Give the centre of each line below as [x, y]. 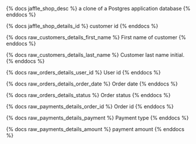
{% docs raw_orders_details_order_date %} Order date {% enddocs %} [92, 84]
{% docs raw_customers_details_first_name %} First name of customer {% [96, 37]
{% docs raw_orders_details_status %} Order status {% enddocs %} [89, 95]
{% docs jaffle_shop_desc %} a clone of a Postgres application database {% [98, 8]
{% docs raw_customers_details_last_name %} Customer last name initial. [95, 55]
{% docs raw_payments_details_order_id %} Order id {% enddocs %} [90, 107]
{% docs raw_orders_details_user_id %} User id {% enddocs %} [84, 72]
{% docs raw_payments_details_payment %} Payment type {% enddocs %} [97, 118]
